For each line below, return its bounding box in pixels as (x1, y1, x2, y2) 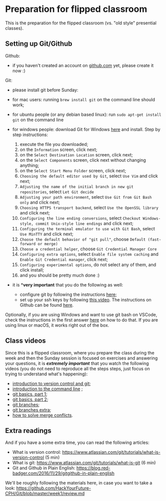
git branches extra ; (12, 407, 51, 413)
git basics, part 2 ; (12, 396, 49, 402)
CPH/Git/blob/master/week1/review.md (5, 491, 85, 497)
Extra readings (5, 426, 52, 435)
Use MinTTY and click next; (19, 231, 74, 237)
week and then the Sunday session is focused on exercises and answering (5, 355, 158, 361)
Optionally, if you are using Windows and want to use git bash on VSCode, (5, 311, 158, 317)
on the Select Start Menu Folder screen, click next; (19, 167, 127, 173)
